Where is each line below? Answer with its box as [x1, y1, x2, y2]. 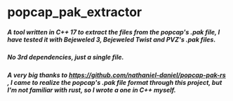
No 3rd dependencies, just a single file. [7, 53, 124, 62]
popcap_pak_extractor [7, 4, 142, 20]
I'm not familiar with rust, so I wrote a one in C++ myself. [7, 86, 177, 94]
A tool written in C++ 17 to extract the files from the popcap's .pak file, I [7, 27, 220, 36]
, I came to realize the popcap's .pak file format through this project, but [7, 78, 222, 86]
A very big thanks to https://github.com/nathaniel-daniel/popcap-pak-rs [7, 71, 226, 79]
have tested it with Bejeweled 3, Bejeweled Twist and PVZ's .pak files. [7, 35, 216, 43]
